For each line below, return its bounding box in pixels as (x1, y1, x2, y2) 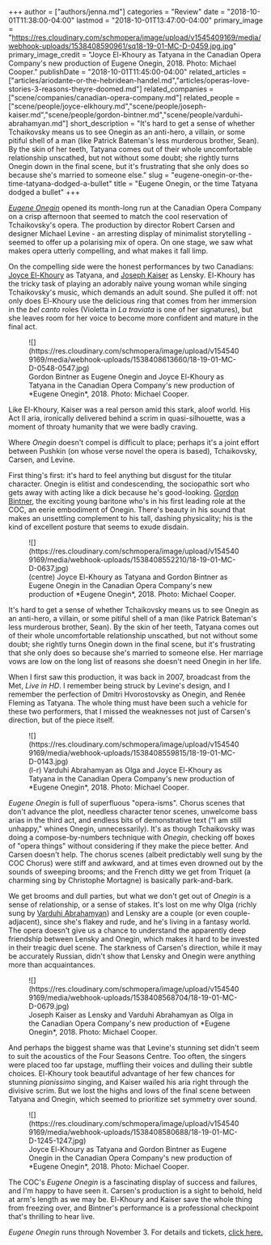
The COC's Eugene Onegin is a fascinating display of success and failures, (8, 1177, 257, 1187)
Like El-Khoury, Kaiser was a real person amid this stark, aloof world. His (8, 404, 251, 414)
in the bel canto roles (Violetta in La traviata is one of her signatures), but (8, 305, 253, 314)
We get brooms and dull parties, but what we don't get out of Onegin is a (8, 891, 251, 900)
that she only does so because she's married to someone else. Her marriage (8, 648, 264, 658)
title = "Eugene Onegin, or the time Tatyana (113, 179, 259, 188)
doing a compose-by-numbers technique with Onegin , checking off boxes (8, 832, 256, 842)
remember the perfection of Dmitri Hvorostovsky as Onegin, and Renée (8, 689, 246, 699)
